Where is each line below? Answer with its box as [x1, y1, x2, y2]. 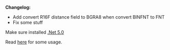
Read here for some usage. [5, 39, 62, 45]
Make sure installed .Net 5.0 [5, 29, 64, 35]
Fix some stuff [12, 20, 43, 25]
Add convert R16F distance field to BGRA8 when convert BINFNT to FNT [12, 14, 165, 20]
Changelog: [5, 5, 31, 10]
